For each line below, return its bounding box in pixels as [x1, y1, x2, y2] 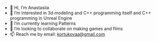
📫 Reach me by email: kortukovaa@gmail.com [9, 31, 105, 37]
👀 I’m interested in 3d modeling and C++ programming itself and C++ [9, 10, 151, 16]
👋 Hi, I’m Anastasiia [9, 5, 50, 10]
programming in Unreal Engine [9, 15, 73, 21]
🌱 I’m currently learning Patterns [9, 20, 76, 26]
